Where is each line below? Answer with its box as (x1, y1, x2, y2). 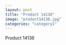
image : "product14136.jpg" (5, 16, 61, 21)
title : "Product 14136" (5, 12, 55, 17)
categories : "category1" (5, 21, 57, 26)
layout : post (5, 7, 32, 12)
